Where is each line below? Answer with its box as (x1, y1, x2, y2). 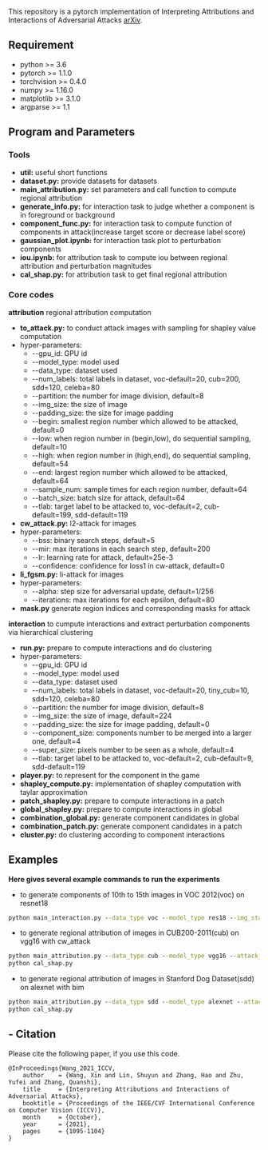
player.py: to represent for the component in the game (19, 770, 200, 780)
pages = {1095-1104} (22, 1127, 105, 1135)
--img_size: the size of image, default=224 (31, 711, 172, 721)
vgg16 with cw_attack (19, 936, 91, 946)
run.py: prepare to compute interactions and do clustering (19, 643, 212, 653)
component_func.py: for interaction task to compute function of (19, 218, 233, 228)
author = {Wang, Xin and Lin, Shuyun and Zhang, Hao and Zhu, (22, 1071, 245, 1079)
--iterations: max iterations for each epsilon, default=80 (31, 595, 215, 605)
